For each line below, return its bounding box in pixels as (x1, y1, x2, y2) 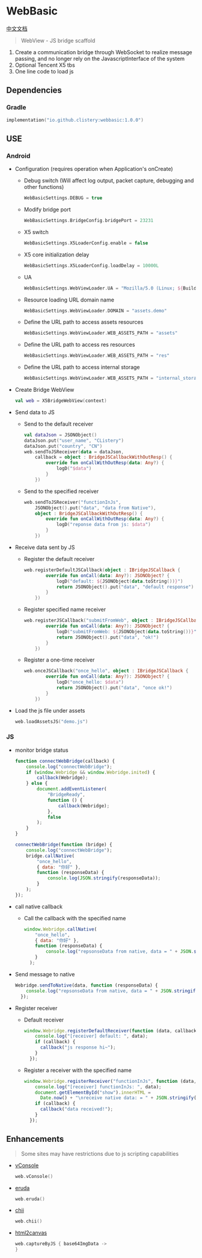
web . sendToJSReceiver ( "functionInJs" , (23, 499, 121, 505)
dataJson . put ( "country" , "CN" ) (23, 443, 103, 449)
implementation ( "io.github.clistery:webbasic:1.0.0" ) (6, 117, 144, 123)
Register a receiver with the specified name (23, 1067, 132, 1074)
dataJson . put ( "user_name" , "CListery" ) (23, 438, 124, 444)
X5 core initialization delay (23, 251, 90, 258)
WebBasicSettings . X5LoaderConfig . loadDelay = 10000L (23, 262, 159, 268)
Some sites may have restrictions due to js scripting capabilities (20, 1150, 179, 1157)
